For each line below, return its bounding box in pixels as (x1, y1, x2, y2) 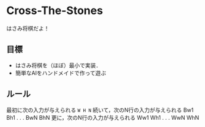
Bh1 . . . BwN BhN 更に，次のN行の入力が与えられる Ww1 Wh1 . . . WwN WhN (6, 114, 199, 121)
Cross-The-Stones (6, 4, 103, 18)
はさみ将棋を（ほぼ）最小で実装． (15, 62, 102, 69)
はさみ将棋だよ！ (6, 24, 50, 32)
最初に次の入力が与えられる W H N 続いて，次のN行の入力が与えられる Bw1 (6, 106, 194, 114)
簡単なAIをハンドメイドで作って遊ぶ (15, 69, 106, 76)
